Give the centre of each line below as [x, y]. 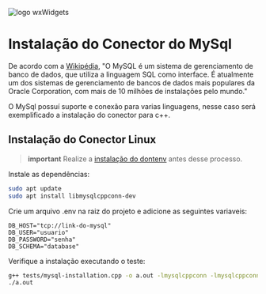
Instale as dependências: [49, 174]
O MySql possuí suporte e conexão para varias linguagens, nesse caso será [132, 106]
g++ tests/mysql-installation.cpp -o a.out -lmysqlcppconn [108, 275]
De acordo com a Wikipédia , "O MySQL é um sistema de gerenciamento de [131, 66]
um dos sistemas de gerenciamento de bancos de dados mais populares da [132, 82]
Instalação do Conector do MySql [120, 44]
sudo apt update [35, 188]
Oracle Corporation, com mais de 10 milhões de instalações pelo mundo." [128, 91]
